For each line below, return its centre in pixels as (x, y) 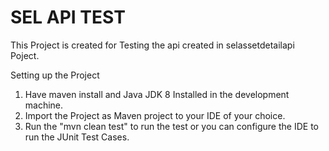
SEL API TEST (68, 17)
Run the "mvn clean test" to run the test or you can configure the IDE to (171, 126)
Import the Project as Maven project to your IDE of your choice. (155, 115)
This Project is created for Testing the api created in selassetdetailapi (152, 45)
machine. (44, 105)
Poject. (25, 55)
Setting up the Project (55, 75)
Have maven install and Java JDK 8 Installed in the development (157, 94)
